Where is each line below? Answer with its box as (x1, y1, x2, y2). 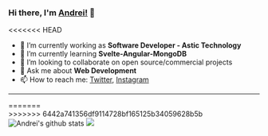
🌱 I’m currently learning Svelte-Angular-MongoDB (19, 49, 187, 59)
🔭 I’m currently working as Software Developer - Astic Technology (19, 41, 242, 50)
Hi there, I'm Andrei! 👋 (8, 7, 96, 18)
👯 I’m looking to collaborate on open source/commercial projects (19, 57, 233, 67)
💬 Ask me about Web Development (19, 66, 137, 76)
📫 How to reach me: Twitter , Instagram (19, 75, 149, 84)
